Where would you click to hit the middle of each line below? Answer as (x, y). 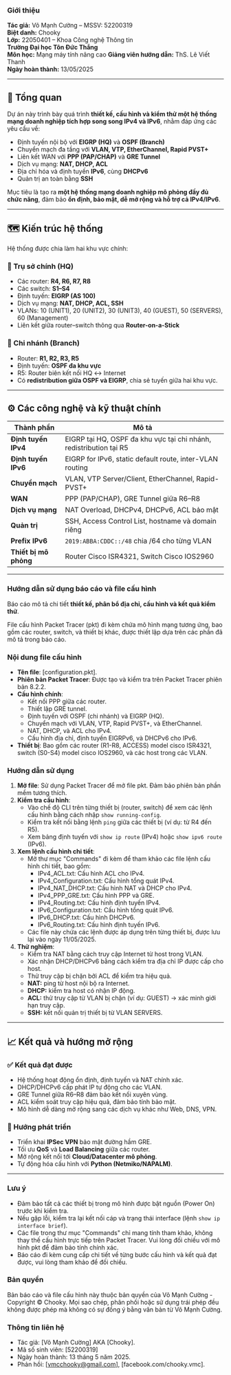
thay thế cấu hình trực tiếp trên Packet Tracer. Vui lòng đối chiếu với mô (119, 1240)
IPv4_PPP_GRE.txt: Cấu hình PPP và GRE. (96, 896)
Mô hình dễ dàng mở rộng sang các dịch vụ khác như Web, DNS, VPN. (117, 1109)
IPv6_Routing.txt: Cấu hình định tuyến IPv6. (99, 925)
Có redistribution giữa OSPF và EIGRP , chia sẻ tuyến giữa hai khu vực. (117, 380)
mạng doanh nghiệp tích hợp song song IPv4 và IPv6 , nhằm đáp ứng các (112, 121)
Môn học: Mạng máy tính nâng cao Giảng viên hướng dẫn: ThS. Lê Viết (109, 54)
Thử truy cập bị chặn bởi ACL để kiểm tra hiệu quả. (99, 976)
